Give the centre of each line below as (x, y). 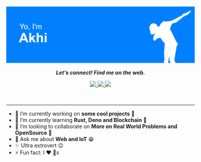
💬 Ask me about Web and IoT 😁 (54, 139)
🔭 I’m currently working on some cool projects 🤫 (75, 114)
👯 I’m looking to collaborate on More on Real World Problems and (96, 127)
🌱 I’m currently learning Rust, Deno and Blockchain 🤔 (81, 120)
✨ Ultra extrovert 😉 (39, 146)
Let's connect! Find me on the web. (100, 73)
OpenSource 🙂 (33, 133)
